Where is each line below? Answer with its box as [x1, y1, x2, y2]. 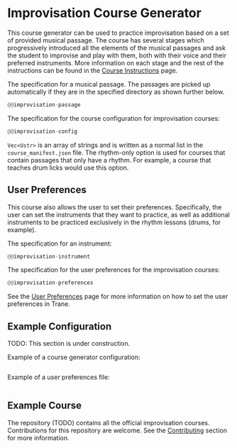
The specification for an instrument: [7, 239, 112, 248]
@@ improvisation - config [7, 128, 78, 135]
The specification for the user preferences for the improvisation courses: [7, 266, 220, 274]
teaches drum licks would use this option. [7, 163, 129, 172]
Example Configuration [7, 320, 112, 332]
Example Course [7, 400, 82, 412]
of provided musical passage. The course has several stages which [7, 35, 204, 44]
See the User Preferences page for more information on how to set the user [7, 293, 228, 301]
